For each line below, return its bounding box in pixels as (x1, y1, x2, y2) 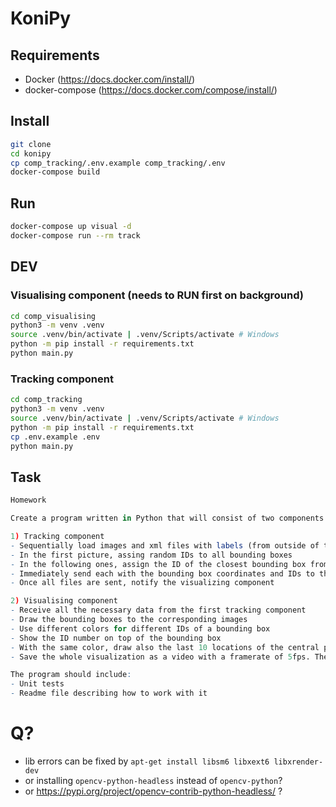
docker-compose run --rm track (10, 231, 141, 241)
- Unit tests (10, 679, 65, 689)
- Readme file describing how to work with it (10, 688, 208, 699)
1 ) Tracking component (10, 532, 105, 542)
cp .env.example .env (10, 432, 101, 442)
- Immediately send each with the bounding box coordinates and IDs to (10, 568, 315, 579)
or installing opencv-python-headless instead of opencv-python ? (24, 774, 283, 786)
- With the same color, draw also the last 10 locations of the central (10, 642, 320, 652)
